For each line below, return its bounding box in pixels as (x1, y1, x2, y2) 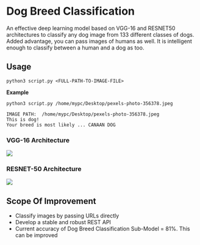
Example (6, 89, 29, 96)
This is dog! (6, 116, 40, 123)
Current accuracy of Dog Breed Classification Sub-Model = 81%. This (15, 225, 190, 233)
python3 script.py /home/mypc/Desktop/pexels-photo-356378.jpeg (6, 100, 173, 106)
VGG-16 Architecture (6, 136, 70, 144)
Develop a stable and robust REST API (15, 219, 112, 226)
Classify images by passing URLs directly (15, 212, 120, 219)
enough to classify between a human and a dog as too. (6, 44, 145, 51)
